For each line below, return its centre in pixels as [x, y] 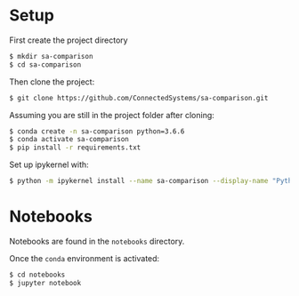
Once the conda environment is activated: [85, 258]
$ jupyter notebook [45, 283]
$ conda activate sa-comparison [69, 140]
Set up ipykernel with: [49, 164]
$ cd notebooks [37, 275]
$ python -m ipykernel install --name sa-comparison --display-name [139, 181]
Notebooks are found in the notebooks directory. [97, 241]
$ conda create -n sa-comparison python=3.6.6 [97, 131]
